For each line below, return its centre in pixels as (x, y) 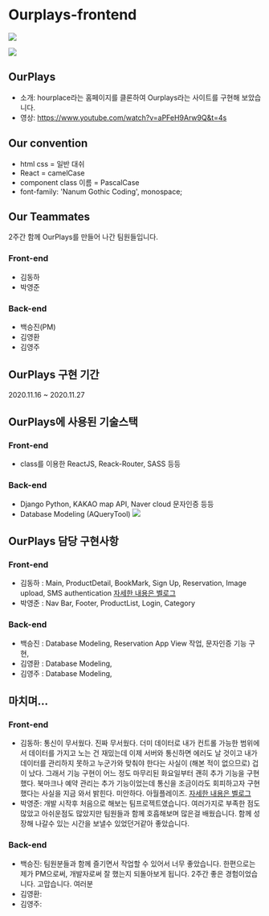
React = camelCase (52, 173)
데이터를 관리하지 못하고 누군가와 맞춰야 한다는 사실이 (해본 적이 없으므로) (135, 763)
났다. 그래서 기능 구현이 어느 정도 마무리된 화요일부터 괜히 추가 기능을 (137, 774)
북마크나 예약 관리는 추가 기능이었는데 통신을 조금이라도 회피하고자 (141, 783)
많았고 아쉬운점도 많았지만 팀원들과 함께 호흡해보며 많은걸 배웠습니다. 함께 (136, 814)
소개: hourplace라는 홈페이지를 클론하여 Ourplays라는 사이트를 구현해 (130, 97)
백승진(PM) (38, 327)
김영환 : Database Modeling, (66, 663)
